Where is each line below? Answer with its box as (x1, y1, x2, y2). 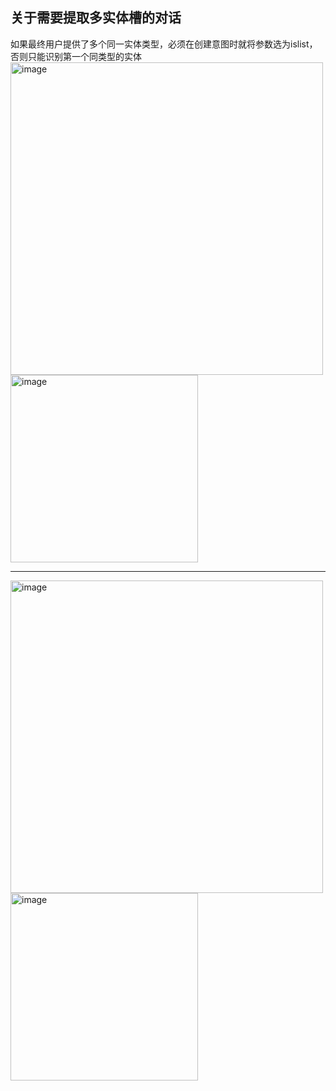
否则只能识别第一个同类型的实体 (10, 50, 142, 62)
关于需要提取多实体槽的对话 (10, 9, 182, 27)
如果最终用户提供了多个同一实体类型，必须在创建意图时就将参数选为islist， (10, 38, 318, 50)
